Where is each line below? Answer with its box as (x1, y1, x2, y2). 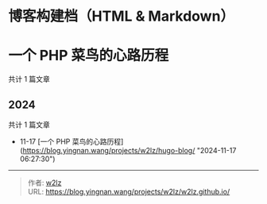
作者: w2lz (27, 178, 62, 187)
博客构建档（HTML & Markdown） (8, 7, 235, 25)
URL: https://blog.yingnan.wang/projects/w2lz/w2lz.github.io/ (27, 187, 230, 196)
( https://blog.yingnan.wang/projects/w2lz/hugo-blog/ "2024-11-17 (19, 145, 237, 155)
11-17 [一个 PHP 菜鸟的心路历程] (19, 137, 124, 146)
